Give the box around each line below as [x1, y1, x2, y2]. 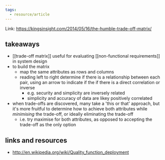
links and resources [5, 136, 67, 145]
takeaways [5, 40, 40, 48]
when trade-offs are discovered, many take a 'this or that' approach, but [12, 100, 160, 107]
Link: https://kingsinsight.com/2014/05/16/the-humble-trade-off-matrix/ [5, 25, 152, 31]
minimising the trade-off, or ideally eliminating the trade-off [12, 111, 134, 117]
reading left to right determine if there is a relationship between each [19, 74, 160, 80]
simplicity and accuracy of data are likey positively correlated [27, 95, 153, 101]
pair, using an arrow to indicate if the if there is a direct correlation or [19, 80, 160, 85]
